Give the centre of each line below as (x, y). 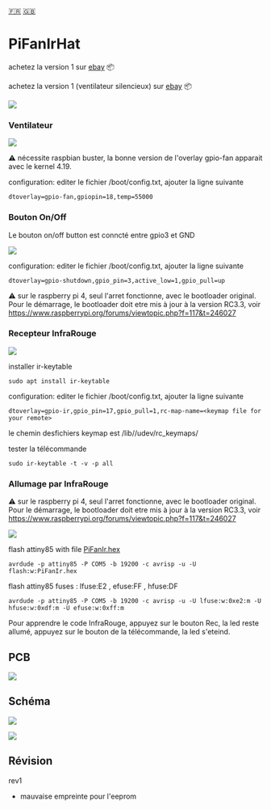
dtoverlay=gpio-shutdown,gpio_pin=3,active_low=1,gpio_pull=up (117, 280)
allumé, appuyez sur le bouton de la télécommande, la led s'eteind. (119, 632)
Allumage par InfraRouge (58, 483)
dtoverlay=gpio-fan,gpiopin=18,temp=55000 (81, 197)
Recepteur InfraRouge (52, 334)
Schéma (29, 702)
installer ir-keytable (40, 366)
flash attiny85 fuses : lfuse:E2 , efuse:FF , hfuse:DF (94, 586)
